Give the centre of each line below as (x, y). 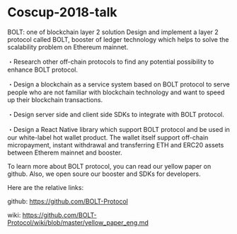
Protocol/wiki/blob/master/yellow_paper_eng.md (78, 222)
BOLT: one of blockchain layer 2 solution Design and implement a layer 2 (113, 32)
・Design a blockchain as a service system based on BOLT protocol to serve (118, 84)
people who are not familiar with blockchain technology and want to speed (116, 92)
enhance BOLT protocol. (43, 69)
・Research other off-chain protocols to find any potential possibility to (111, 62)
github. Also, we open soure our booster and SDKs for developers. (104, 174)
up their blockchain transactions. (55, 99)
